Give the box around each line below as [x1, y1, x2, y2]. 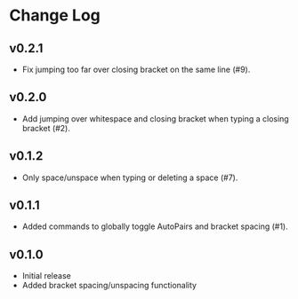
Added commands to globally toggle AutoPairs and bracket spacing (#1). [21, 221, 289, 232]
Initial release [21, 271, 71, 281]
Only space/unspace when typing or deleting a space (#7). [21, 172, 238, 183]
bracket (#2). [21, 122, 71, 133]
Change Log [9, 5, 101, 26]
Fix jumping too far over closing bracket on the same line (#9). [21, 64, 251, 75]
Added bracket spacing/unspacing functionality [21, 280, 197, 291]
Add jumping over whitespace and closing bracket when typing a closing [21, 113, 289, 124]
